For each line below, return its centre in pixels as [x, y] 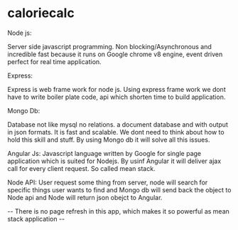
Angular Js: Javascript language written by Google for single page [104, 153]
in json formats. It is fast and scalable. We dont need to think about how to [116, 132]
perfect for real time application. [54, 61]
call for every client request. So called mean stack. [81, 168]
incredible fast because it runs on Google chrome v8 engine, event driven [115, 54]
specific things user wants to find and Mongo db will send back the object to [119, 189]
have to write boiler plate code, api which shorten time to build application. [117, 97]
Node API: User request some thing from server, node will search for [108, 182]
